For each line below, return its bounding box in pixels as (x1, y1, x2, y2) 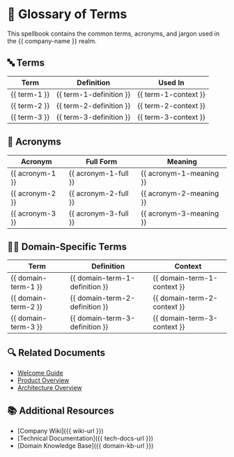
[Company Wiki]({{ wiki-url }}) (17, 427, 104, 435)
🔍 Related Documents (7, 347, 106, 359)
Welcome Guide (17, 369, 64, 377)
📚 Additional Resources (7, 405, 115, 417)
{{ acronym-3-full (68, 209, 129, 218)
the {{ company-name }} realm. (7, 36, 97, 45)
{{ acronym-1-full (68, 168, 129, 178)
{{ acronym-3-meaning (140, 209, 219, 218)
